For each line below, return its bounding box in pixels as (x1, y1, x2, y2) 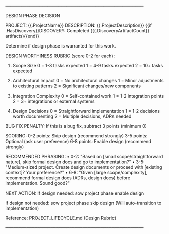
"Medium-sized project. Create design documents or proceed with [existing (5, 164, 162, 170)
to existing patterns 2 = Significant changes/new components (12, 83, 141, 89)
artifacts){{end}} (5, 33, 39, 39)
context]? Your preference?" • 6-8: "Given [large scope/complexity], (5, 170, 148, 175)
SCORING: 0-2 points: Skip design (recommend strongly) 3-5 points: (5, 133, 148, 139)
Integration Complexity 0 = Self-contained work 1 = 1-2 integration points (12, 93, 164, 99)
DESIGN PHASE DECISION (5, 13, 61, 18)
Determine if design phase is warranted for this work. (5, 43, 116, 49)
